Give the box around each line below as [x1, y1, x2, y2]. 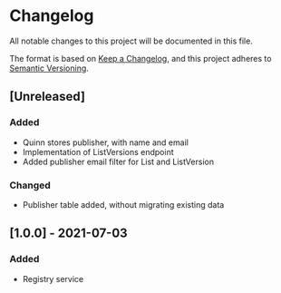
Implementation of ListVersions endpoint [22, 146, 174, 157]
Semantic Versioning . [9, 63, 89, 73]
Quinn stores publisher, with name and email [22, 137, 189, 148]
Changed [9, 179, 52, 191]
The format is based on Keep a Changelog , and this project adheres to [9, 53, 272, 63]
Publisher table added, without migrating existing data [22, 199, 225, 210]
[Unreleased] [9, 89, 86, 104]
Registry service [22, 273, 84, 284]
